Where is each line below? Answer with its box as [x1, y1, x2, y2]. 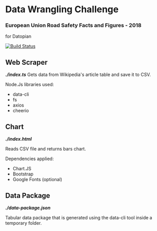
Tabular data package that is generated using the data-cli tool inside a [5, 214, 152, 220]
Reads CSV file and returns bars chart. [5, 146, 86, 152]
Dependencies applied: [5, 156, 54, 162]
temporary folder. [5, 220, 42, 226]
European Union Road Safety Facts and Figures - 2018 [5, 22, 142, 29]
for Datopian [5, 33, 32, 39]
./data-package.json [5, 204, 51, 211]
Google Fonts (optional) [12, 176, 63, 183]
